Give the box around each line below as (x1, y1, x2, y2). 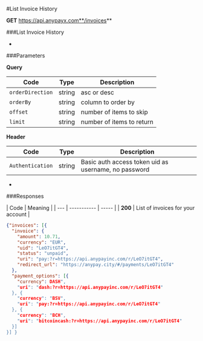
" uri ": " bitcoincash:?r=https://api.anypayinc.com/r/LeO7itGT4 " (17, 317, 182, 324)
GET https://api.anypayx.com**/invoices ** (6, 17, 112, 24)
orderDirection (9, 89, 53, 96)
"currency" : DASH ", (17, 278, 66, 285)
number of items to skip (80, 108, 148, 116)
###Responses (6, 193, 44, 200)
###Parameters (6, 52, 45, 59)
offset (9, 109, 28, 115)
